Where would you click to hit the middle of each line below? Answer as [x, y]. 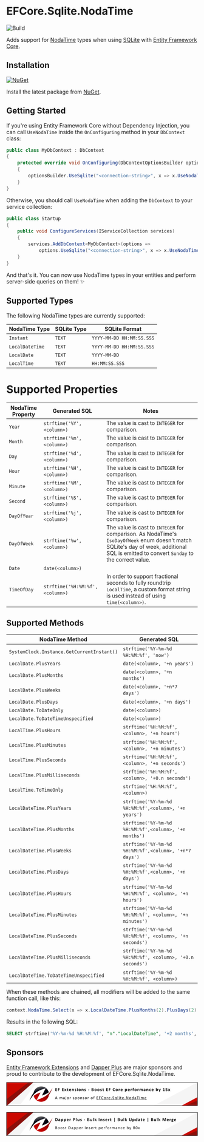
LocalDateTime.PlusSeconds [43, 936]
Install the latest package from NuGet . [54, 92]
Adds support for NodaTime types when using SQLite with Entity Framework [102, 39]
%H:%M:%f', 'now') [146, 655]
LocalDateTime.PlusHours [40, 894]
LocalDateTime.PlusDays [39, 872]
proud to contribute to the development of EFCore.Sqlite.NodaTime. [91, 1073]
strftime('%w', [63, 541]
